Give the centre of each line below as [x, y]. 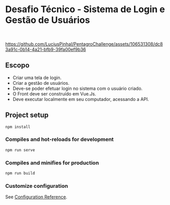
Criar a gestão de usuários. [41, 83]
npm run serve [20, 150]
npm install [18, 127]
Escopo [17, 65]
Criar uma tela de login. [37, 78]
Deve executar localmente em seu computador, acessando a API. [81, 99]
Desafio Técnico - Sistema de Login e [85, 9]
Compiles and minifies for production [52, 162]
